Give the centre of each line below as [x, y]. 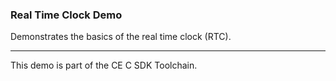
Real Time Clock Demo [66, 15]
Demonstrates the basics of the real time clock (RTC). [121, 37]
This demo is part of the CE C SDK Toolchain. [104, 65]
